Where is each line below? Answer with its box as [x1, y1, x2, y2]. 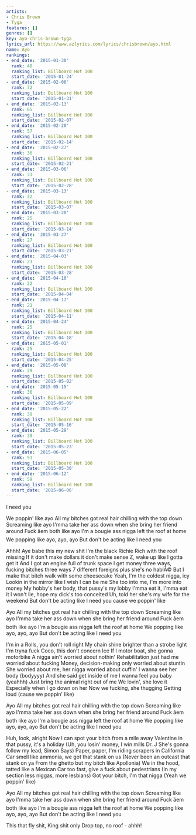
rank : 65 [11, 106, 33, 112]
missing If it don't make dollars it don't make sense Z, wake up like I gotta [6, 554, 183, 561]
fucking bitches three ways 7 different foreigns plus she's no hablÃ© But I [6, 566, 184, 573]
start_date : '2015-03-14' [11, 226, 75, 232]
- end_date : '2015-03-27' [6, 232, 69, 238]
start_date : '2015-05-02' [11, 379, 75, 384]
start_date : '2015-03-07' [11, 204, 75, 211]
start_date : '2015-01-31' [11, 95, 75, 101]
